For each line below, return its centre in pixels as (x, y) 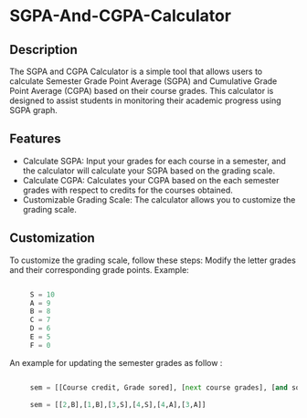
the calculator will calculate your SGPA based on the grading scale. (149, 171)
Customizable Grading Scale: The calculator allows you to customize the (159, 199)
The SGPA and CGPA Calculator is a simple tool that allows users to (136, 71)
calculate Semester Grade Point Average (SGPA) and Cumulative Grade (143, 81)
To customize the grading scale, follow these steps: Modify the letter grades (153, 260)
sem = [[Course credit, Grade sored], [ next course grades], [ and (159, 387)
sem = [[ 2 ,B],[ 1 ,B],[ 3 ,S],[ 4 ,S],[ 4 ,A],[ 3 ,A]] (118, 404)
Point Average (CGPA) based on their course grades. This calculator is (142, 91)
